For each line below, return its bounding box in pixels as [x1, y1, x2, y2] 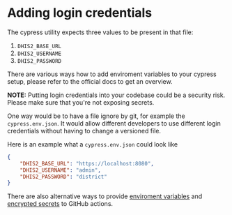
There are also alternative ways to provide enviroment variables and [7, 192, 203, 200]
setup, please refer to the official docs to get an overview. [7, 77, 173, 85]
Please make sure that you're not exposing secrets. [7, 98, 155, 106]
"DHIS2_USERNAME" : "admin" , [20, 166, 101, 174]
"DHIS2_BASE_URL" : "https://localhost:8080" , [20, 160, 155, 167]
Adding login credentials [7, 5, 153, 21]
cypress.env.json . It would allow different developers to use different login [7, 119, 221, 127]
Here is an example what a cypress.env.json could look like [7, 140, 178, 148]
